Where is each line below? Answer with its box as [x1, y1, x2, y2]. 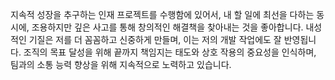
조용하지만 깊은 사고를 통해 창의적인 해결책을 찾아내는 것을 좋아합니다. [31, 21, 304, 33]
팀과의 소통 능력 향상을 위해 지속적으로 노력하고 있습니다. [10, 59, 232, 70]
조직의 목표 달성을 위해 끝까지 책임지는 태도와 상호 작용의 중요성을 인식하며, [23, 46, 317, 58]
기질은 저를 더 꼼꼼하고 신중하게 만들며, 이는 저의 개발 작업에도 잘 [28, 34, 282, 45]
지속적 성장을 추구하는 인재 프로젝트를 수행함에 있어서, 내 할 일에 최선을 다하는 [10, 9, 315, 20]
